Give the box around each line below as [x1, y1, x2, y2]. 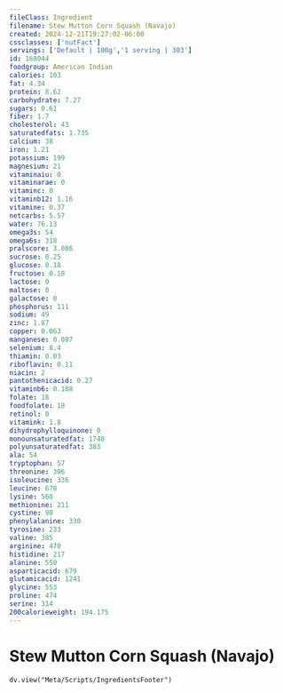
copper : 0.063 [9, 327, 62, 336]
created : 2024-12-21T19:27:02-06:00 [9, 29, 145, 38]
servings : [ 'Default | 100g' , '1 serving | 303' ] [9, 46, 193, 55]
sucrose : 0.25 [9, 252, 62, 262]
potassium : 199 [9, 153, 66, 163]
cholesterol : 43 [9, 121, 69, 130]
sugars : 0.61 [9, 104, 58, 113]
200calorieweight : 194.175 [9, 608, 109, 617]
